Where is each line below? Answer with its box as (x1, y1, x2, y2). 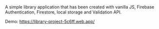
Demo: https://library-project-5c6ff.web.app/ (5, 19, 95, 24)
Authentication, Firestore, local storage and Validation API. (5, 9, 122, 15)
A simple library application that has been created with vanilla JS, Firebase (5, 4, 155, 10)
